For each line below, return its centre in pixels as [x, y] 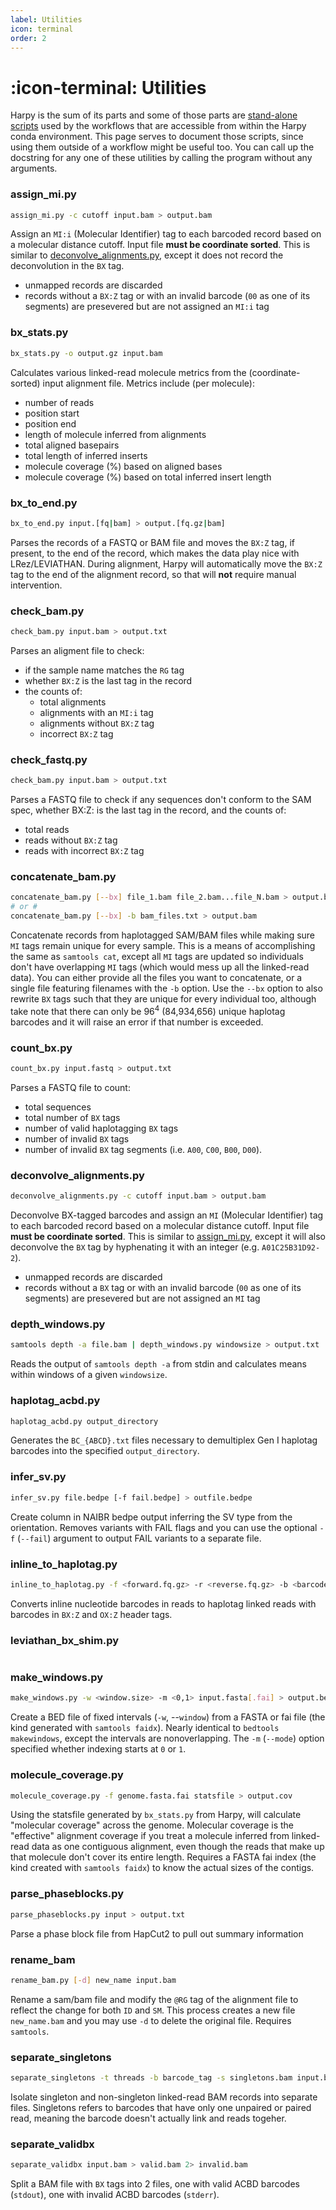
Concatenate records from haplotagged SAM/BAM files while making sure [163, 935]
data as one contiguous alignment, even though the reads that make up [178, 1847]
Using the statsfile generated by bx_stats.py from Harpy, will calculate [156, 1815]
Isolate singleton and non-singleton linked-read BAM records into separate [164, 2097]
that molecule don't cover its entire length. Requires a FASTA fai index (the [163, 1857]
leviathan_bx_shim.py [65, 1640]
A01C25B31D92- [291, 1248]
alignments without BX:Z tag [97, 723]
